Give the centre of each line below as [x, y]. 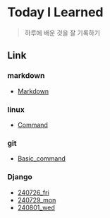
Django [20, 177]
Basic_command [41, 159]
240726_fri [33, 193]
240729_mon [37, 200]
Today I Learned [55, 12]
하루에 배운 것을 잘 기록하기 [62, 33]
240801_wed [36, 207]
